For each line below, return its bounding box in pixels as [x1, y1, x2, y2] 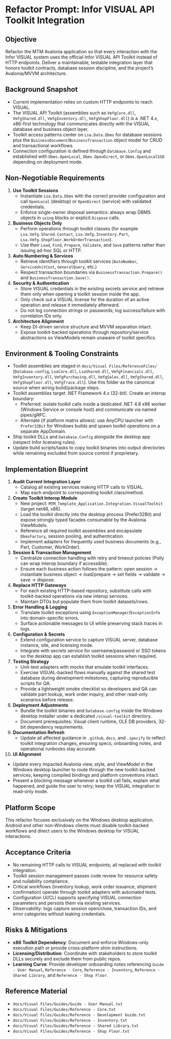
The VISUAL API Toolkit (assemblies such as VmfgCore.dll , [12, 109, 136, 116]
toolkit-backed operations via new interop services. [20, 593, 129, 599]
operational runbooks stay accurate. [20, 746, 97, 752]
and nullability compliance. [12, 878, 69, 884]
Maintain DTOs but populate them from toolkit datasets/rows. [20, 599, 149, 605]
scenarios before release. [20, 697, 75, 703]
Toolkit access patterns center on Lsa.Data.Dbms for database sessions [12, 131, 162, 138]
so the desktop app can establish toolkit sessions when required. [20, 653, 157, 659]
